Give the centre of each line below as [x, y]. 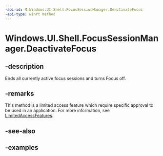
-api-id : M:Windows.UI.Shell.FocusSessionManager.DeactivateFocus [74, 10]
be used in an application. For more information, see [57, 111]
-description [24, 67]
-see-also [20, 131]
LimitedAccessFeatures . [29, 116]
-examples [22, 147]
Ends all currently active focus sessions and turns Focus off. [66, 78]
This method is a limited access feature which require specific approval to [79, 105]
